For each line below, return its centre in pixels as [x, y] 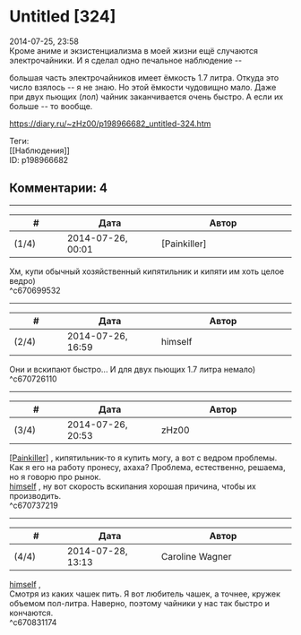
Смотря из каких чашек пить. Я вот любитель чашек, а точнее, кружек [145, 594]
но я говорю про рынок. [55, 476]
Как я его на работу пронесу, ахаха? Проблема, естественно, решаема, [147, 467]
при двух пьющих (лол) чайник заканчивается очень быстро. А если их [146, 97]
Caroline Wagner [196, 556]
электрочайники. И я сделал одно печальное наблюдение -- [126, 60]
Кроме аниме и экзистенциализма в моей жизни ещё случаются [133, 50]
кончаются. [31, 613]
